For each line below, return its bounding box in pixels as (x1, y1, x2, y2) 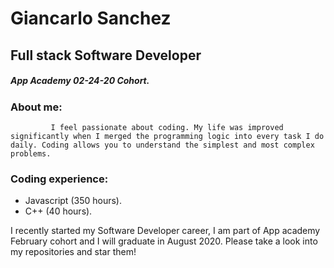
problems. (10, 148, 52, 159)
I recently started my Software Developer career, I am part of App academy (10, 225, 321, 237)
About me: (10, 100, 63, 114)
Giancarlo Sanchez (10, 7, 172, 30)
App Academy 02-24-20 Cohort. (10, 75, 150, 87)
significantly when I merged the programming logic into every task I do (10, 131, 325, 141)
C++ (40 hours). (24, 205, 93, 217)
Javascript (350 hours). (24, 195, 122, 207)
